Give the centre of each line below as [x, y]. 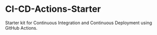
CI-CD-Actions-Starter [53, 9]
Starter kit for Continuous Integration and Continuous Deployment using [79, 23]
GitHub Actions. [21, 28]
